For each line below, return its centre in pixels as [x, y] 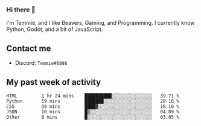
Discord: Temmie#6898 [41, 63]
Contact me [29, 48]
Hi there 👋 [21, 10]
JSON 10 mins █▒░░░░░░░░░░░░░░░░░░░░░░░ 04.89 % [93, 111]
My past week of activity [54, 82]
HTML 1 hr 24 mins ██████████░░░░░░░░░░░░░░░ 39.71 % [93, 96]
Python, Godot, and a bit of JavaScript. [55, 29]
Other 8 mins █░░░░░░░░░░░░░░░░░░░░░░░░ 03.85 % [93, 117]
